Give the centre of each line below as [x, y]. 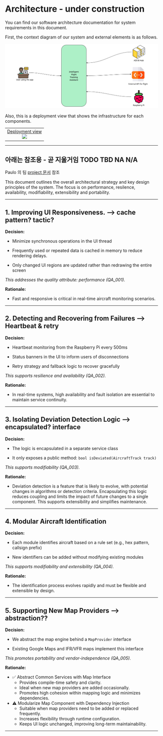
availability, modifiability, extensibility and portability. [57, 192]
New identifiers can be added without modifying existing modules [78, 557]
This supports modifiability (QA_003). [42, 467]
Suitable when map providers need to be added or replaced [79, 708]
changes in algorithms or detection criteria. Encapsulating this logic [79, 491]
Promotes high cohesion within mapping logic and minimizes [80, 693]
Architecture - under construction [75, 9]
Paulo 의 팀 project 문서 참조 [32, 172]
